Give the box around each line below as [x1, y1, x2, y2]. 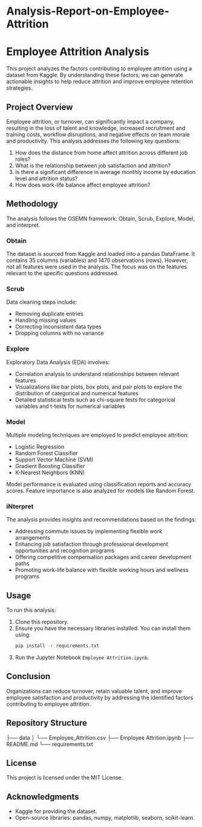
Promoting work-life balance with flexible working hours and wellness [15, 566, 189, 574]
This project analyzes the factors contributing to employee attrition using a [6, 65, 192, 72]
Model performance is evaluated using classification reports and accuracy [6, 480, 192, 487]
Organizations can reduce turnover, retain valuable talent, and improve [6, 687, 182, 695]
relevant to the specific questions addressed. [6, 270, 119, 277]
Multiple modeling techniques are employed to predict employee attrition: [6, 431, 189, 438]
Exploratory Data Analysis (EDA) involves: [6, 358, 110, 366]
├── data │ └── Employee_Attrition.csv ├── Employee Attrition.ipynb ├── [6, 734, 194, 741]
